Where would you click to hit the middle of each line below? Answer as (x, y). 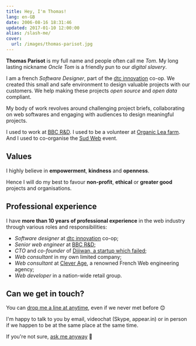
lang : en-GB (20, 17)
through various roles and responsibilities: (56, 227)
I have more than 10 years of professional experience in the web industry (96, 220)
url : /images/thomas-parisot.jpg (52, 44)
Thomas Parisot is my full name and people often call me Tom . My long (92, 60)
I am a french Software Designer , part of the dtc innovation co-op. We (90, 78)
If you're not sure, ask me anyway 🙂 (49, 337)
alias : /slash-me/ (28, 33)
